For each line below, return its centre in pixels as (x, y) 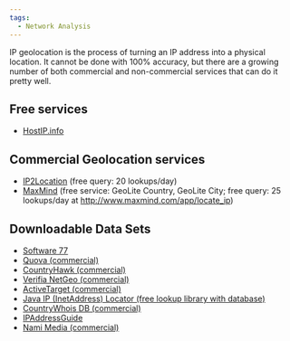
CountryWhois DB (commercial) (82, 308)
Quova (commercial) (61, 260)
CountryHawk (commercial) (74, 270)
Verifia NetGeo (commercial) (76, 279)
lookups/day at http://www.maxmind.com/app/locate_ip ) (128, 201)
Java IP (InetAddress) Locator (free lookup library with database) (144, 298)
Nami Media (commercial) (71, 327)
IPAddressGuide (53, 317)
